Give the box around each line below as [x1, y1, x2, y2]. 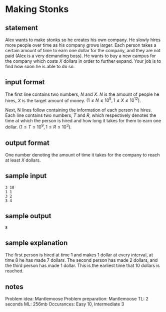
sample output [5, 212, 51, 220]
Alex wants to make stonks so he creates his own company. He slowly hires [5, 37, 161, 43]
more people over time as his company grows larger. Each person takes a [5, 42, 156, 48]
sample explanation [5, 238, 68, 247]
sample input [5, 172, 47, 180]
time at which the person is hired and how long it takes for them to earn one [5, 118, 161, 124]
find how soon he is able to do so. [5, 64, 75, 69]
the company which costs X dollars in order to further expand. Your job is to [5, 58, 161, 64]
